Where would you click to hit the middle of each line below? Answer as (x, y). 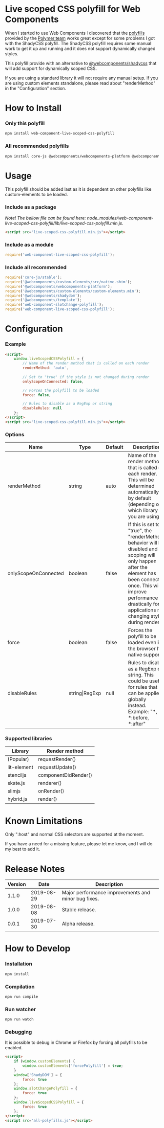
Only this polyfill (25, 123)
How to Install (33, 108)
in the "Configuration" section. (36, 88)
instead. (137, 705)
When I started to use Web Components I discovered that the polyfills (75, 33)
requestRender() (57, 759)
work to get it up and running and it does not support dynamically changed (80, 48)
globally (137, 699)
